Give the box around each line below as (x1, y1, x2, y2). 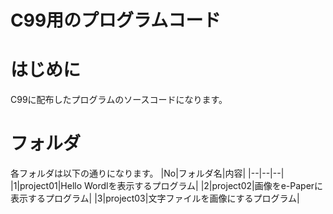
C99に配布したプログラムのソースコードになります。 (10, 94, 228, 106)
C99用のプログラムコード (10, 9, 222, 32)
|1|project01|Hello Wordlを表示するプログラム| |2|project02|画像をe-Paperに (10, 180, 324, 192)
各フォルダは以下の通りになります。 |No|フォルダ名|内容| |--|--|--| (10, 167, 285, 180)
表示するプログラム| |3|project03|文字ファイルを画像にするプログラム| (10, 192, 300, 205)
